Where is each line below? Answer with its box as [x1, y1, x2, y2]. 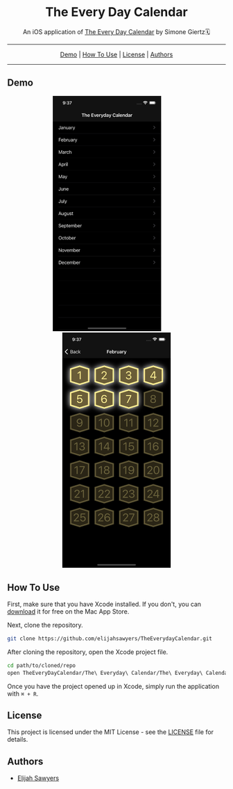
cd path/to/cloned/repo [7, 662, 76, 669]
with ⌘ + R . [7, 690, 39, 698]
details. [7, 735, 28, 744]
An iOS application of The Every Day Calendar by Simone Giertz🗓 [23, 27, 210, 35]
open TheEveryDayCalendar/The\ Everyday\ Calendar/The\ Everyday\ [7, 669, 203, 676]
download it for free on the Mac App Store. [7, 607, 130, 616]
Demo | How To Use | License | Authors [60, 50, 173, 58]
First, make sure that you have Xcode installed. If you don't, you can [7, 600, 202, 608]
